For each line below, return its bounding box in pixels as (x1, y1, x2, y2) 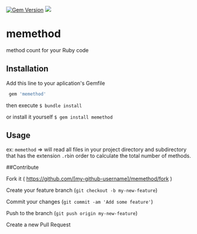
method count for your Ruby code (6, 46, 89, 53)
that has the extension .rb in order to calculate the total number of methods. (6, 152, 191, 159)
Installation (6, 64, 49, 74)
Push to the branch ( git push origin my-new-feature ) (6, 210, 138, 217)
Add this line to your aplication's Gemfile (6, 79, 106, 86)
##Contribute (6, 164, 39, 171)
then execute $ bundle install (6, 101, 82, 109)
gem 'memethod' (8, 91, 46, 97)
